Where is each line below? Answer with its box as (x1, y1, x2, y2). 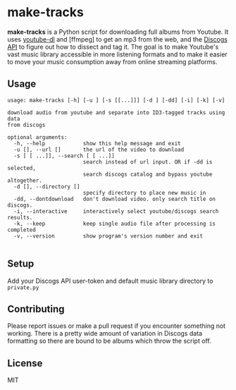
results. (7, 214, 33, 221)
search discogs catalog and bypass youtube (82, 171, 213, 178)
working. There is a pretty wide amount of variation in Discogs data (7, 329, 203, 338)
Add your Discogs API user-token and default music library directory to (7, 276, 213, 285)
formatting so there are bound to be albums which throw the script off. (7, 336, 211, 346)
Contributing (7, 303, 65, 315)
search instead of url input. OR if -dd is (82, 158, 213, 166)
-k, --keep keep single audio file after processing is (13, 220, 216, 227)
